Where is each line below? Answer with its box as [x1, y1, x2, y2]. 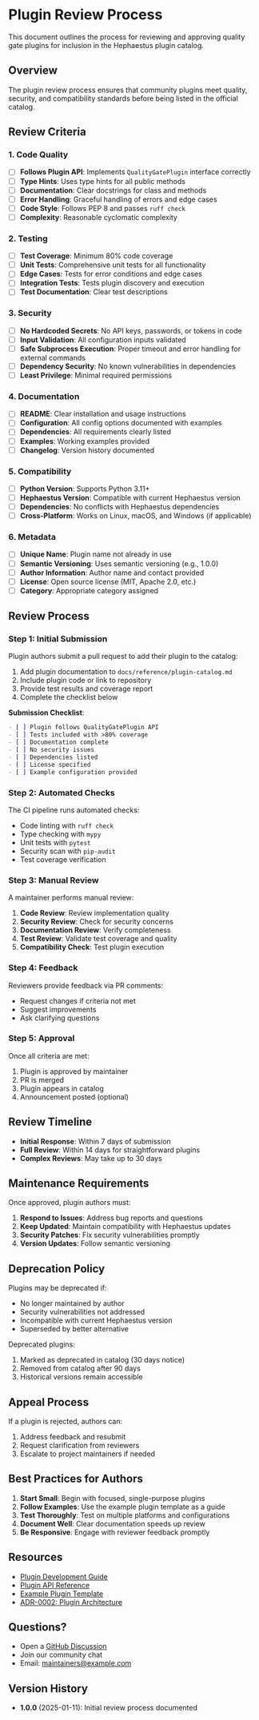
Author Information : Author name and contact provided [19, 568, 205, 577]
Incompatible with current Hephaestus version [19, 1315, 173, 1325]
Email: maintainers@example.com [19, 1658, 132, 1668]
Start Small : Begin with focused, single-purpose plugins [19, 1493, 205, 1503]
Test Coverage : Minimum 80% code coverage [19, 251, 173, 261]
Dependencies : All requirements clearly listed [19, 427, 172, 437]
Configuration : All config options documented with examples [19, 418, 222, 428]
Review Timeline [8, 1115, 93, 1129]
